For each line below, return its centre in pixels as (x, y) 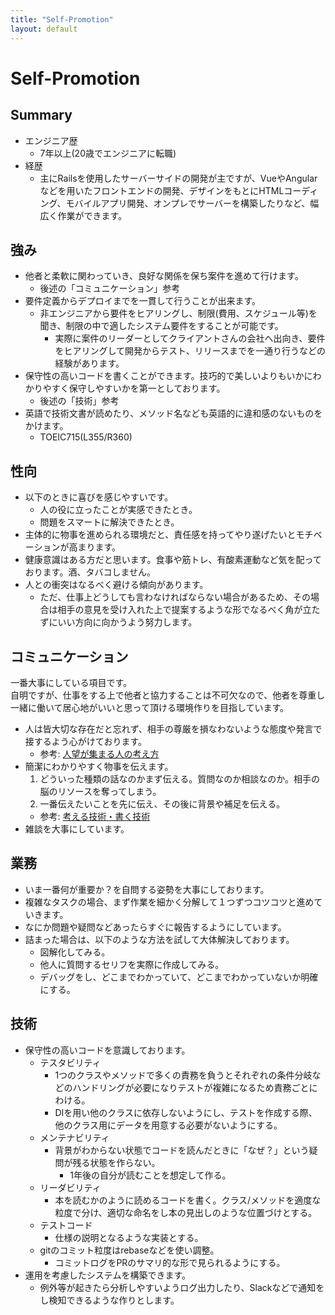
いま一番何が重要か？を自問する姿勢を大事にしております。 (147, 889)
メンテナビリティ (74, 1137)
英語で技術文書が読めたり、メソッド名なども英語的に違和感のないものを (173, 413)
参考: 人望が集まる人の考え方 (99, 753)
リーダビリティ (70, 1187)
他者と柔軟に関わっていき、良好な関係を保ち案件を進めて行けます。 (164, 276)
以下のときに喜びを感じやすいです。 (98, 497)
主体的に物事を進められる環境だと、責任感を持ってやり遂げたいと (160, 535)
